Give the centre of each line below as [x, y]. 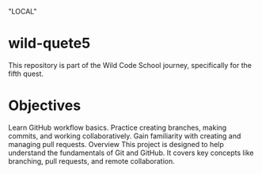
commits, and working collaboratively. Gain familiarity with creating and [125, 136]
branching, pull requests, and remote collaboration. [92, 161]
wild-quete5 [49, 43]
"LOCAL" [23, 11]
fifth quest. [26, 74]
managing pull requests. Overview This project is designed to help [116, 144]
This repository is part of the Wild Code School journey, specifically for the [130, 65]
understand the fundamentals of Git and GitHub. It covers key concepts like [131, 153]
